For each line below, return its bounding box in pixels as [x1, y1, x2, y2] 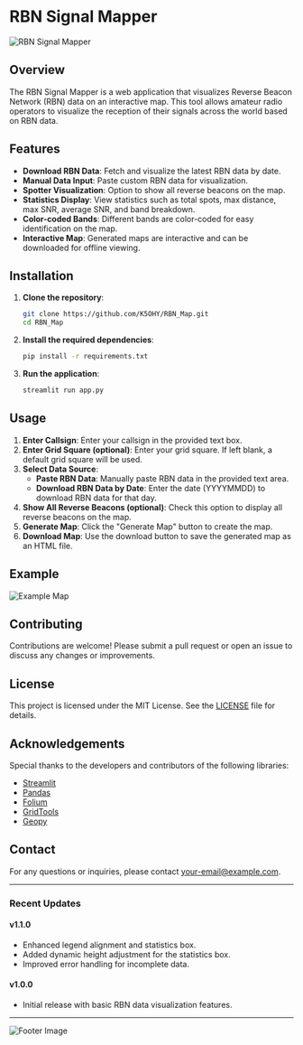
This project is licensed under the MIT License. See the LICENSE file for [9, 700, 276, 711]
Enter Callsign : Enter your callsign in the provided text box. [22, 434, 243, 445]
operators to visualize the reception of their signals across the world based [9, 106, 289, 117]
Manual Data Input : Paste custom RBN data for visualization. [22, 174, 248, 186]
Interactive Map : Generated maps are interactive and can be [22, 232, 249, 243]
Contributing [9, 616, 83, 631]
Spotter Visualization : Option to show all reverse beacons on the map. [22, 184, 286, 195]
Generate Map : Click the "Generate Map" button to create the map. [22, 521, 273, 532]
